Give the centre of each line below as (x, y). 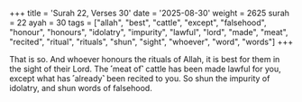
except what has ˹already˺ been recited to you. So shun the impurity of (140, 79)
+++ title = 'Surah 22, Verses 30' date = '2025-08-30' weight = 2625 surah (150, 13)
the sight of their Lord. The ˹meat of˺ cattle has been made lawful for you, (145, 69)
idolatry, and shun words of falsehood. (81, 88)
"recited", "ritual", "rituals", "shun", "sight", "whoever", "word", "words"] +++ (151, 42)
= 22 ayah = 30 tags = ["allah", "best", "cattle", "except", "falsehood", (138, 23)
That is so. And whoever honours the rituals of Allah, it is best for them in (145, 59)
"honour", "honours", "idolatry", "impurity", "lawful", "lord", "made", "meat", (149, 32)
